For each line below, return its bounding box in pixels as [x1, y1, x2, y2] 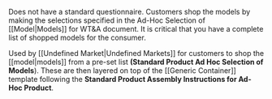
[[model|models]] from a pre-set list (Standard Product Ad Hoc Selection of [8, 57, 264, 67]
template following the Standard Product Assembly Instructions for [8, 75, 237, 84]
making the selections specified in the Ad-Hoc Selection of [8, 15, 205, 25]
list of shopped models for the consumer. [8, 32, 146, 42]
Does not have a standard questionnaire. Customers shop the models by [8, 7, 251, 16]
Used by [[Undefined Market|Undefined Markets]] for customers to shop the [8, 49, 265, 58]
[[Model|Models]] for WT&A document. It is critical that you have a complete [8, 24, 264, 33]
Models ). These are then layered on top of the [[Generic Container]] [8, 66, 237, 75]
